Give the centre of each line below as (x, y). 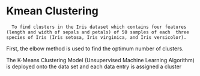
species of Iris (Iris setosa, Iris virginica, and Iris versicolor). (96, 37)
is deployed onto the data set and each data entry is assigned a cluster (94, 66)
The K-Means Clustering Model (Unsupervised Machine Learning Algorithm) (101, 60)
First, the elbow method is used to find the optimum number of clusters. (95, 48)
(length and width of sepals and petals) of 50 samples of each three (98, 32)
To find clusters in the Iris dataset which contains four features (99, 27)
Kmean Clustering (53, 11)
